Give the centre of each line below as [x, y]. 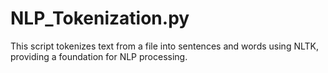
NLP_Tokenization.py [100, 18]
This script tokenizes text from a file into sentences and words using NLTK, [165, 46]
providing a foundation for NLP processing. [99, 56]
